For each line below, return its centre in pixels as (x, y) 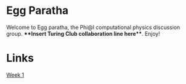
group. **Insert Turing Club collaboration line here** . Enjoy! (83, 33)
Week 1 (15, 75)
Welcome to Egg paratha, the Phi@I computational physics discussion (93, 27)
